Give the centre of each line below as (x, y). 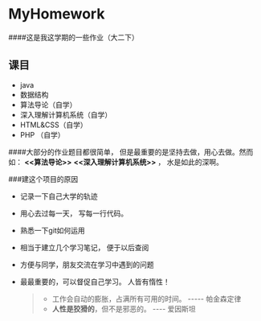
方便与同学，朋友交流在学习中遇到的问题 (87, 264)
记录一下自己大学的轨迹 (59, 196)
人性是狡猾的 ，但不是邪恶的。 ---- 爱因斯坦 (124, 309)
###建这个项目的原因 (43, 179)
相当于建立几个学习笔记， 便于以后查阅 (84, 247)
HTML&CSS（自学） (54, 125)
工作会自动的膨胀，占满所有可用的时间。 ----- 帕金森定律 (147, 298)
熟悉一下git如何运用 (53, 230)
